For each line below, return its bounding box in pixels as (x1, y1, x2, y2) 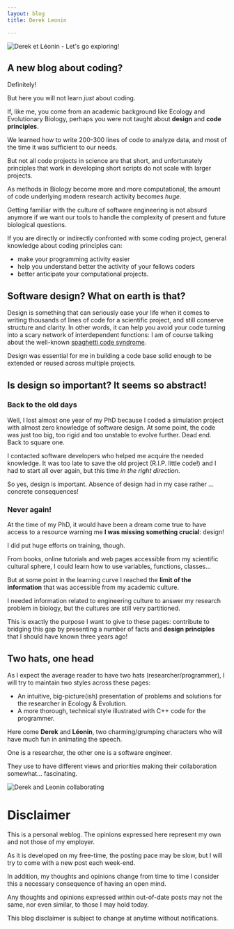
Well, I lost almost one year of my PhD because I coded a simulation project (7, 416, 224, 424)
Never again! (7, 504, 52, 514)
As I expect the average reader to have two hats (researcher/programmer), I (7, 671, 225, 679)
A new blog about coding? (7, 62, 123, 74)
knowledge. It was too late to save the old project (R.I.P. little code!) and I (7, 459, 217, 467)
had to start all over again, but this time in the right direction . (7, 466, 180, 474)
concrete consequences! (7, 487, 79, 495)
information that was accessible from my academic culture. (7, 583, 180, 592)
